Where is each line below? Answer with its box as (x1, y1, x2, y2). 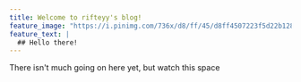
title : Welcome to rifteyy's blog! (9, 12, 142, 22)
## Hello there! (17, 37, 78, 47)
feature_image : (9, 21, 66, 30)
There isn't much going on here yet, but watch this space (9, 62, 220, 73)
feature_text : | (9, 29, 70, 38)
